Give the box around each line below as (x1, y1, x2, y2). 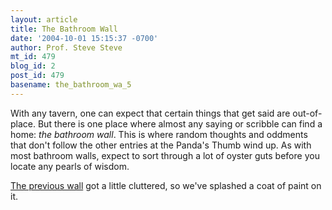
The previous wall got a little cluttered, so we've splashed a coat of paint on (10, 179, 322, 191)
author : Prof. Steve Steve (10, 42, 123, 53)
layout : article (10, 14, 78, 25)
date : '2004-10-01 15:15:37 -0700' (10, 33, 159, 43)
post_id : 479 (10, 71, 65, 81)
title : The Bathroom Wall (10, 24, 118, 34)
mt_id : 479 (10, 52, 56, 62)
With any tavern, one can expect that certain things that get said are (10, 107, 291, 119)
